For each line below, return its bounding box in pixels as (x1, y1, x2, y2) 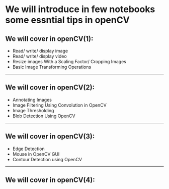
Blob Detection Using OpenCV (12, 113, 75, 119)
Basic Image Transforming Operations (12, 64, 92, 70)
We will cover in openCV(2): (5, 83, 95, 92)
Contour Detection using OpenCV (12, 156, 82, 162)
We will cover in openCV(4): (5, 176, 95, 184)
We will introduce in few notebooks (5, 4, 155, 15)
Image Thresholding (12, 107, 54, 113)
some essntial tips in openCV (5, 14, 130, 26)
